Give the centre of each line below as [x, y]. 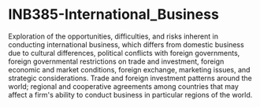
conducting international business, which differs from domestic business [126, 44]
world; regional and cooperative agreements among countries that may [123, 86]
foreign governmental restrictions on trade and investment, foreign [116, 61]
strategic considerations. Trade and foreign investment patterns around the [130, 78]
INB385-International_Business [113, 15]
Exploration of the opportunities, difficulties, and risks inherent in [113, 36]
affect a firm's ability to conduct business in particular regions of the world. [130, 94]
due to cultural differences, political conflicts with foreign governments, [124, 53]
